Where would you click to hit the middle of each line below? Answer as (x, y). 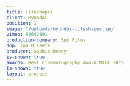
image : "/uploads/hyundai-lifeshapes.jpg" (61, 29)
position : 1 (21, 23)
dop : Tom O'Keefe (28, 46)
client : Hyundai (27, 18)
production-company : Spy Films (46, 40)
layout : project (27, 74)
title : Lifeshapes (30, 12)
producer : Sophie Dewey (37, 51)
